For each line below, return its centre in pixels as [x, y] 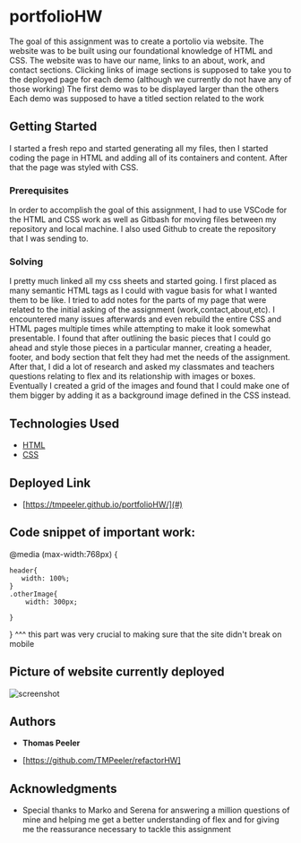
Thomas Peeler [51, 743]
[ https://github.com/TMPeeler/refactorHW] [101, 761]
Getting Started [53, 127]
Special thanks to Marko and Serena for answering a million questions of [156, 810]
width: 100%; [45, 578]
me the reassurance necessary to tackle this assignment [126, 830]
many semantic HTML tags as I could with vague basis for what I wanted [143, 291]
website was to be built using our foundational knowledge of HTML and [141, 50]
